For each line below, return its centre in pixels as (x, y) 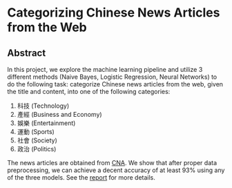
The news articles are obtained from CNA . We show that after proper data (112, 163)
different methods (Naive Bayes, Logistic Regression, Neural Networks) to (112, 77)
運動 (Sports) (36, 132)
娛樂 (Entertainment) (46, 123)
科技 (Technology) (43, 106)
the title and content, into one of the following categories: (89, 92)
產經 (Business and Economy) (59, 114)
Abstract (27, 53)
